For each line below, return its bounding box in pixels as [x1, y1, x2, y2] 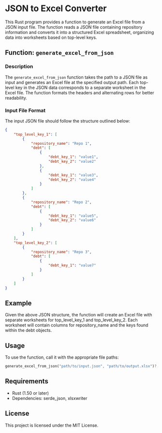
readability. [5, 95, 28, 101]
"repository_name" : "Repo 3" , [30, 249, 92, 254]
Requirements [5, 377, 48, 385]
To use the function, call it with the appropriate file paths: [5, 354, 119, 360]
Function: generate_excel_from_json [5, 49, 114, 57]
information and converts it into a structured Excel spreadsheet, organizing [5, 29, 154, 35]
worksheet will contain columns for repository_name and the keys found [5, 322, 148, 328]
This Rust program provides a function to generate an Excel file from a [5, 19, 145, 25]
